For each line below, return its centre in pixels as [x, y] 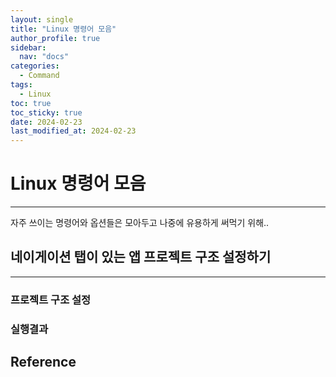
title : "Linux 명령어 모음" [63, 29]
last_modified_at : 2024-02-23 [73, 131]
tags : [21, 85]
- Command [39, 76]
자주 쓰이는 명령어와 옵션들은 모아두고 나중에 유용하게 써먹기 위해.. [140, 223]
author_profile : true [55, 38]
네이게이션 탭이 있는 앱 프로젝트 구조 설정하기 [141, 257]
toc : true [31, 103]
